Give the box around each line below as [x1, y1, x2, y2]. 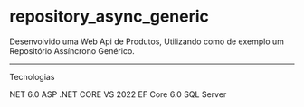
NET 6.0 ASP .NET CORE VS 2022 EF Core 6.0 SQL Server [9, 88, 227, 100]
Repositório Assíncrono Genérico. [9, 45, 136, 56]
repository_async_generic [9, 6, 210, 27]
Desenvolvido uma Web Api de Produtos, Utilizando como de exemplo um [9, 36, 285, 47]
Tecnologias [9, 71, 55, 82]
